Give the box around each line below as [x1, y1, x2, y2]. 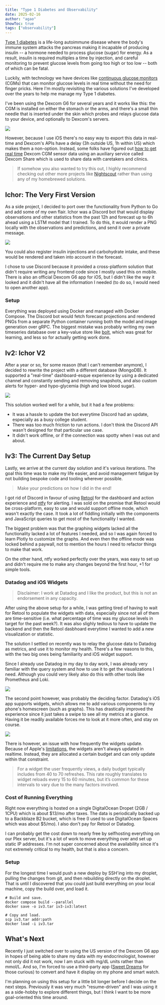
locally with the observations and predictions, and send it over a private [5, 225, 150, 230]
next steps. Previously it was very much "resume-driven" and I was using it [5, 984, 158, 990]
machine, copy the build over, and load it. [5, 886, 89, 892]
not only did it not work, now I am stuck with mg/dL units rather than [5, 958, 144, 964]
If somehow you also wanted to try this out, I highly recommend [17, 166, 147, 172]
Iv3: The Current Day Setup [5, 452, 91, 460]
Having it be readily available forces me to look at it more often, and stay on [5, 717, 159, 723]
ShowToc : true [5, 21, 34, 26]
